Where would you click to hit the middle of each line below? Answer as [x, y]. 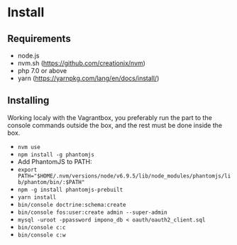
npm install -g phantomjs [56, 154]
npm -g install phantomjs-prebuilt [70, 190]
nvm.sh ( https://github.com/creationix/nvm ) [81, 63]
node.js [29, 55]
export [27, 170]
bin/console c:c [42, 227]
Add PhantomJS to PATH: [55, 161]
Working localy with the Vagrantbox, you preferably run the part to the [110, 117]
